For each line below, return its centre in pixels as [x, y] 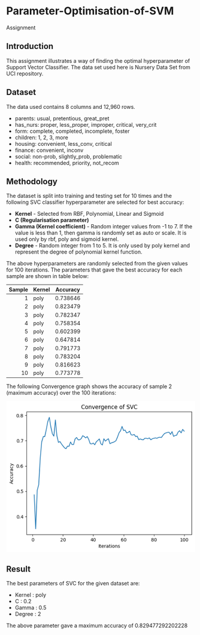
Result [19, 569]
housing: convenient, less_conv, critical [63, 144]
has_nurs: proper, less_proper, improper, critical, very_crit [86, 124]
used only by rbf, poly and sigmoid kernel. [67, 239]
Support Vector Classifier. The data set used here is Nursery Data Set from [98, 67]
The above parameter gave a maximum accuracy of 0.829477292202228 [97, 625]
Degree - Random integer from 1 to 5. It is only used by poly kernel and [102, 246]
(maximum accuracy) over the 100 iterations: [61, 392]
